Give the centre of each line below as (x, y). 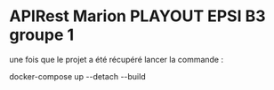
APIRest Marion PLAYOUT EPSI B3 (137, 16)
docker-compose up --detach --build (77, 76)
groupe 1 (42, 35)
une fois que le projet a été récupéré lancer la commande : (117, 59)
